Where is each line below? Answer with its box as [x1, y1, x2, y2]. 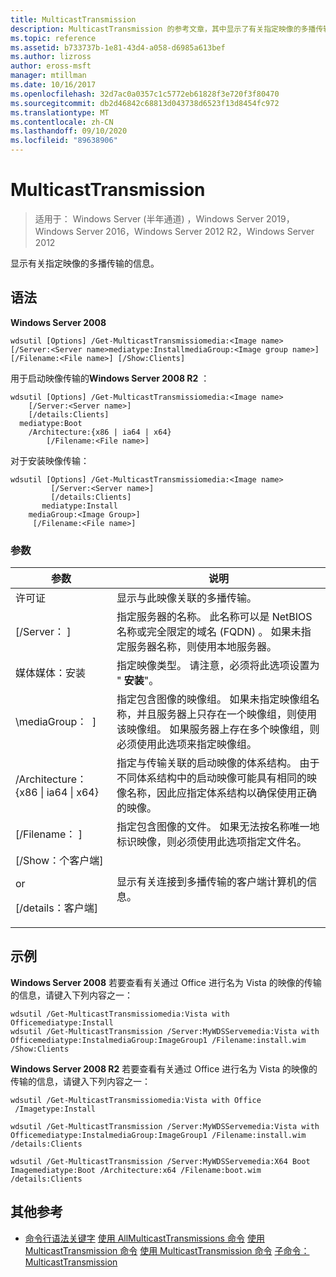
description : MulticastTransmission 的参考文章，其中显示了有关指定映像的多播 [10, 24, 317, 34]
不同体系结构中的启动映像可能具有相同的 [116, 771, 308, 785]
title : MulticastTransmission [10, 14, 137, 25]
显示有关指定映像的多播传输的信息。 [10, 257, 160, 269]
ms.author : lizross [10, 52, 92, 62]
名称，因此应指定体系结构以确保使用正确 [126, 786, 318, 800]
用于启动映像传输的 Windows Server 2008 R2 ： [10, 372, 210, 384]
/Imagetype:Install [14, 1104, 97, 1114]
